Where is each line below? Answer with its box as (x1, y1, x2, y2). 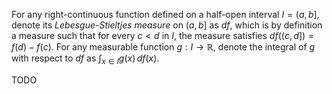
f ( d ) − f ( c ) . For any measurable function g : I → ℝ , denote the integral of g (11, 41, 316, 53)
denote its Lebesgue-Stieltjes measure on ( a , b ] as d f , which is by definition (11, 19, 323, 31)
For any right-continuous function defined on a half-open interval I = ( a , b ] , (11, 9, 320, 20)
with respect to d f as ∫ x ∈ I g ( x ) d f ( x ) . (11, 52, 160, 66)
